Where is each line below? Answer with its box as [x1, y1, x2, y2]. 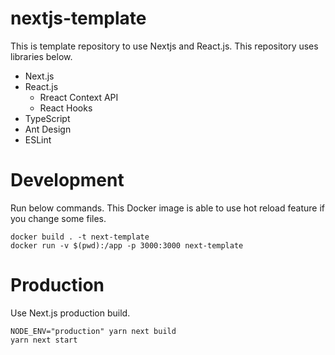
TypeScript [24, 112, 71, 124]
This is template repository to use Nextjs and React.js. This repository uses [10, 40, 319, 52]
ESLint [24, 133, 52, 146]
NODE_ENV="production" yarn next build [10, 326, 177, 336]
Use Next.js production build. [10, 307, 131, 319]
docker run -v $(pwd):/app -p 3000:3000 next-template [10, 240, 244, 251]
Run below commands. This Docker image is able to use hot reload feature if [10, 202, 325, 214]
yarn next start [10, 335, 78, 345]
